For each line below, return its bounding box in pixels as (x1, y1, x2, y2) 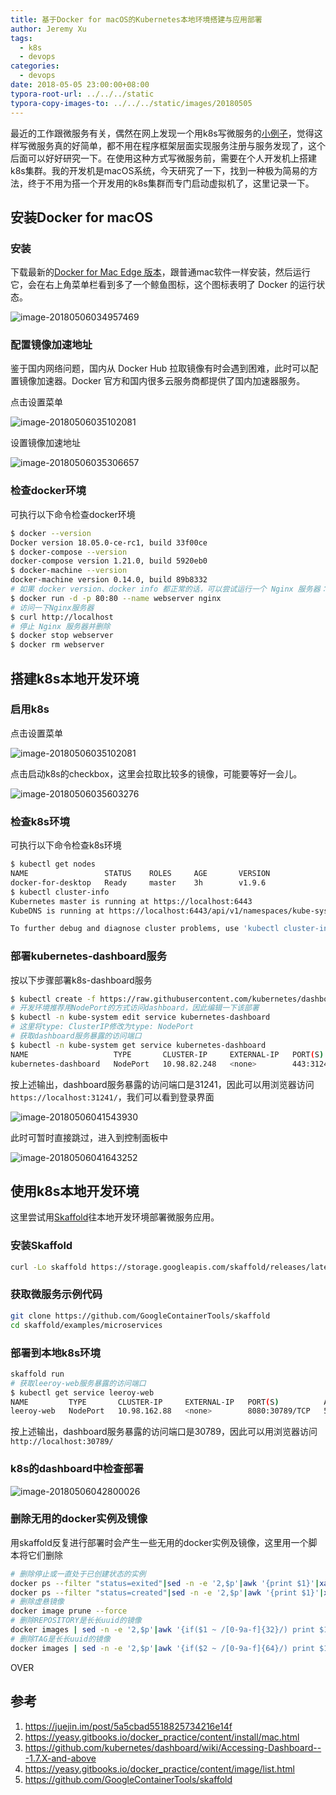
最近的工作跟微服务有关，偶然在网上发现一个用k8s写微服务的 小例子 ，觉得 (10, 127, 315, 139)
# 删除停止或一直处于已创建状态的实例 (10, 1569, 147, 1579)
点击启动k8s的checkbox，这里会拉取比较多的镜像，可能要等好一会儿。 (10, 767, 303, 780)
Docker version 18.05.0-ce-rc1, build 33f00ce (10, 537, 208, 548)
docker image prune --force (10, 1606, 128, 1616)
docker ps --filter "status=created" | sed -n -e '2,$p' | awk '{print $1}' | (10, 1587, 325, 1598)
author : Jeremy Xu (10, 24, 87, 34)
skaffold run (10, 1369, 65, 1379)
